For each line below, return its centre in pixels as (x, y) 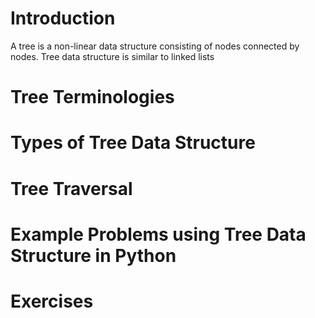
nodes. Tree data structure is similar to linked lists (112, 56)
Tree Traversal (71, 188)
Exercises (52, 301)
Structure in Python (93, 255)
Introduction (63, 18)
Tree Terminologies (92, 97)
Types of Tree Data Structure (133, 143)
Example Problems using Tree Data (158, 234)
